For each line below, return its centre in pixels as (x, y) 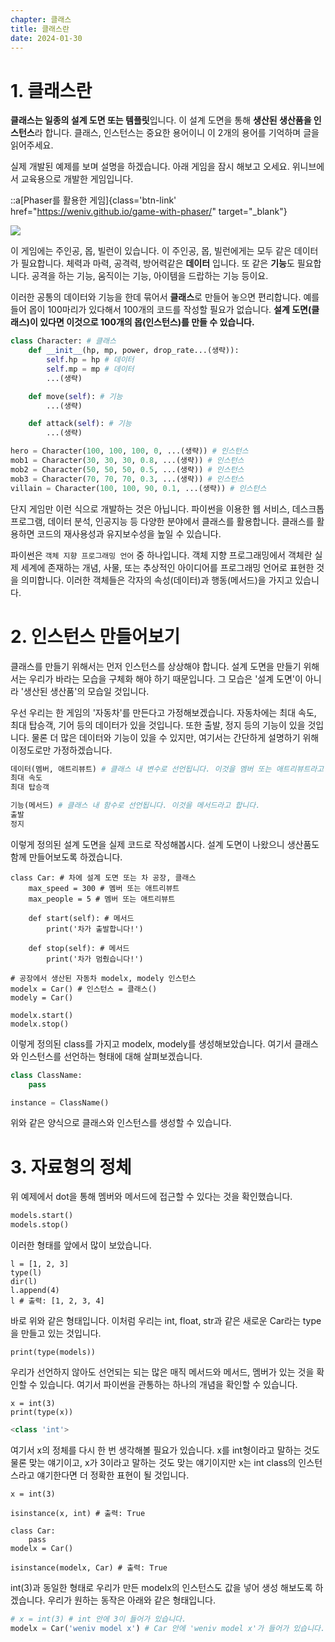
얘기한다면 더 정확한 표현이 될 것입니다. (113, 1475)
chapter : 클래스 (41, 19)
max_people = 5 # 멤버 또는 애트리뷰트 (102, 899)
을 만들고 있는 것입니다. (56, 1333)
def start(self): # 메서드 (81, 918)
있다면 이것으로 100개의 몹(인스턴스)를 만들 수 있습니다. (147, 322)
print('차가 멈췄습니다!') (95, 959)
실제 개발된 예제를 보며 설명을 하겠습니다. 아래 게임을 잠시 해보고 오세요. (150, 167)
